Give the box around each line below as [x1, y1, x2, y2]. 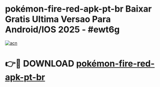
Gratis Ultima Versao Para [5, 14, 111, 25]
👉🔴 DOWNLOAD [5, 58, 74, 69]
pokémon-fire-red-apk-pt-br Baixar [5, 3, 152, 15]
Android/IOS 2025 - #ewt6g [5, 24, 120, 35]
